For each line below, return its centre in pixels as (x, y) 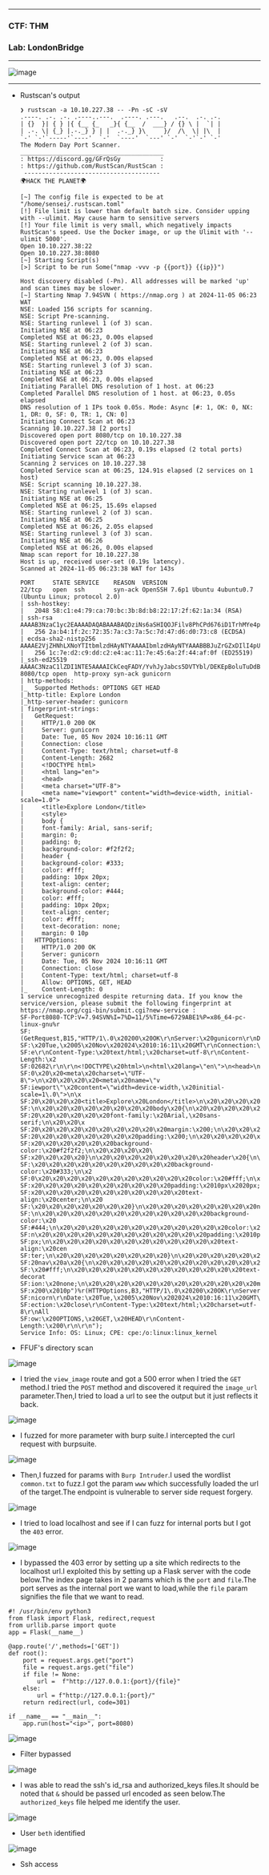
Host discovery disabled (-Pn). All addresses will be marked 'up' (134, 281)
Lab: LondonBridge (46, 47)
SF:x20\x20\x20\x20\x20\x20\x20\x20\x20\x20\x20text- (111, 1193)
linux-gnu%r (40, 1025)
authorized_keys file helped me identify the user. (100, 1802)
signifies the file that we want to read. (82, 1597)
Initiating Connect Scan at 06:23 (77, 421)
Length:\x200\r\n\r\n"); (61, 1326)
